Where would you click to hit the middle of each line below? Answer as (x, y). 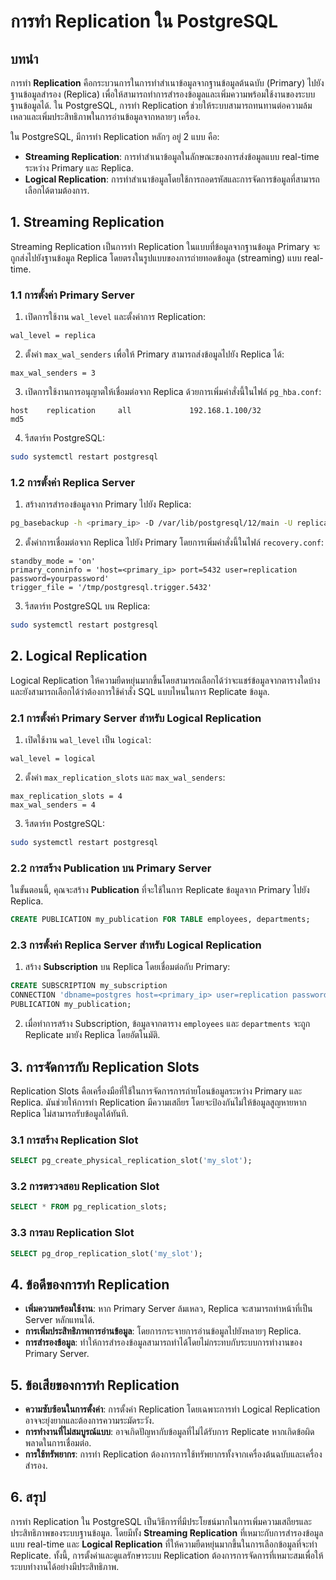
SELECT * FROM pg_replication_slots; (89, 1207)
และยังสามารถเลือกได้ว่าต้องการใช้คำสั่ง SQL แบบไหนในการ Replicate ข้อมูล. (140, 691)
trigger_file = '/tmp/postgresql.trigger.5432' (111, 588)
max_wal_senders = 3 (53, 373)
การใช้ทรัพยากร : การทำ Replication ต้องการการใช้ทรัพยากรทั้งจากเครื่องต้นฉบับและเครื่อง (173, 1454)
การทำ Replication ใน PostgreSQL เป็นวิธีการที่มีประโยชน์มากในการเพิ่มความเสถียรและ (161, 1521)
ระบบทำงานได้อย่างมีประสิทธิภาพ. (65, 1566)
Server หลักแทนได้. (59, 1320)
